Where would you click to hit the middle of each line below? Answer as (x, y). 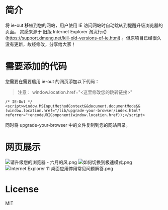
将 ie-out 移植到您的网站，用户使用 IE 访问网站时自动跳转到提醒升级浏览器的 (84, 25)
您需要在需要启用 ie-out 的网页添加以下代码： (52, 81)
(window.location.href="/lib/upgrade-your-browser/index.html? (73, 111)
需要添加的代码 (36, 67)
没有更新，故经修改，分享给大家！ (40, 44)
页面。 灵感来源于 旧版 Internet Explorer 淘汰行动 (56, 31)
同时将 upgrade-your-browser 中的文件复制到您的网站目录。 (68, 125)
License (22, 189)
